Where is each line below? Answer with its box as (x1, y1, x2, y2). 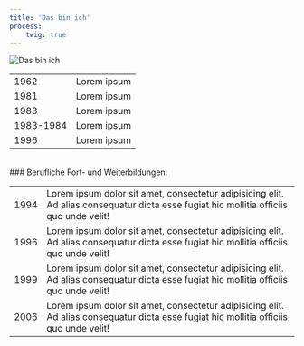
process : (9, 22, 43, 31)
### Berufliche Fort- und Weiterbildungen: (9, 167, 168, 178)
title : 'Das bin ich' (9, 13, 91, 23)
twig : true (25, 30, 67, 39)
